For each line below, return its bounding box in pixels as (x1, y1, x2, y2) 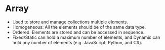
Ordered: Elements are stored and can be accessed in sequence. (12, 29, 145, 35)
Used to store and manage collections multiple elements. (12, 19, 128, 25)
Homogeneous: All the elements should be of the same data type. (12, 24, 146, 30)
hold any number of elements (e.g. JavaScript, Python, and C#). (12, 39, 142, 45)
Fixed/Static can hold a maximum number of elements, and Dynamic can (12, 34, 161, 40)
